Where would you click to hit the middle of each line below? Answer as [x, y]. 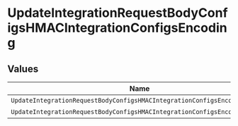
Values [23, 69]
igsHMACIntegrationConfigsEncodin [118, 28]
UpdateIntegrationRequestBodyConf [118, 13]
